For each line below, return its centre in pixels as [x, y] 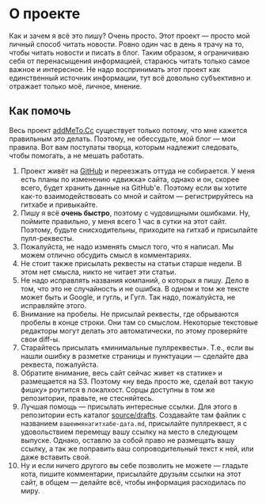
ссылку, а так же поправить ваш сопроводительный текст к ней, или [137, 448]
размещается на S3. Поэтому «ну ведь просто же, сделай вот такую [137, 381]
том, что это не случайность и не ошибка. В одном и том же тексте [135, 288]
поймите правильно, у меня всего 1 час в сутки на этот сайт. [123, 221]
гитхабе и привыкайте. [59, 204]
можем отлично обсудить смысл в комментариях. [106, 255]
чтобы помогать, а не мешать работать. [77, 155]
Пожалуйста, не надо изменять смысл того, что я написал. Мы [127, 246]
